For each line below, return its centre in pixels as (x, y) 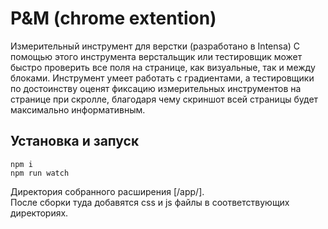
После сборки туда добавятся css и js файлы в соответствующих (150, 202)
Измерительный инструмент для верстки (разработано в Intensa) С (155, 46)
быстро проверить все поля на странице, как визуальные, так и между (163, 67)
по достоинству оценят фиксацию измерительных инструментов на (156, 88)
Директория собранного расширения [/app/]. (107, 191)
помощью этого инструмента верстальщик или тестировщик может (156, 56)
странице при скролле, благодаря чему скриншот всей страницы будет (164, 99)
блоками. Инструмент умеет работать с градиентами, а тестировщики (162, 78)
